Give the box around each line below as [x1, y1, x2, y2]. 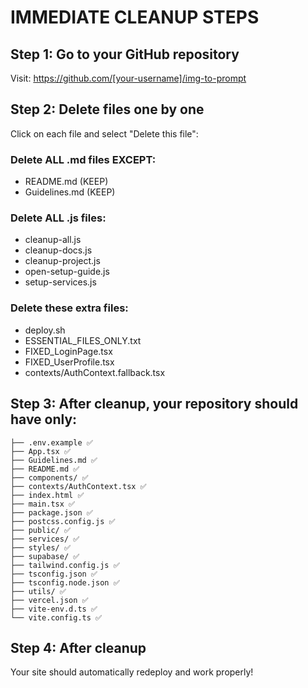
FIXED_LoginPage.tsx [24, 345, 113, 357]
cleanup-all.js [24, 234, 82, 246]
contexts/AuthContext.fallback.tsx [24, 366, 166, 378]
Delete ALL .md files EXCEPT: [10, 152, 157, 166]
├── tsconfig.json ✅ [10, 569, 98, 579]
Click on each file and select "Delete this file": [10, 127, 199, 140]
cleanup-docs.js [24, 244, 93, 256]
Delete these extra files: [10, 301, 129, 315]
